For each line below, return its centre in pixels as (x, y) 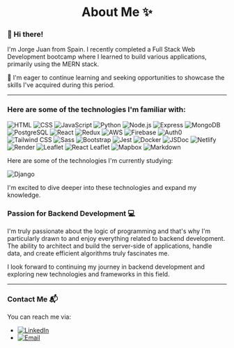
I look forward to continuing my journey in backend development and (106, 267)
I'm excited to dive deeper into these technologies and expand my (102, 187)
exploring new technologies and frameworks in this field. (88, 274)
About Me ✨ (117, 12)
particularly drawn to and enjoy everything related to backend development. (116, 239)
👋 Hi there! (25, 34)
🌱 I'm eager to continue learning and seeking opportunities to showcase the (116, 78)
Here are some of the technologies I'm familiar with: (96, 110)
